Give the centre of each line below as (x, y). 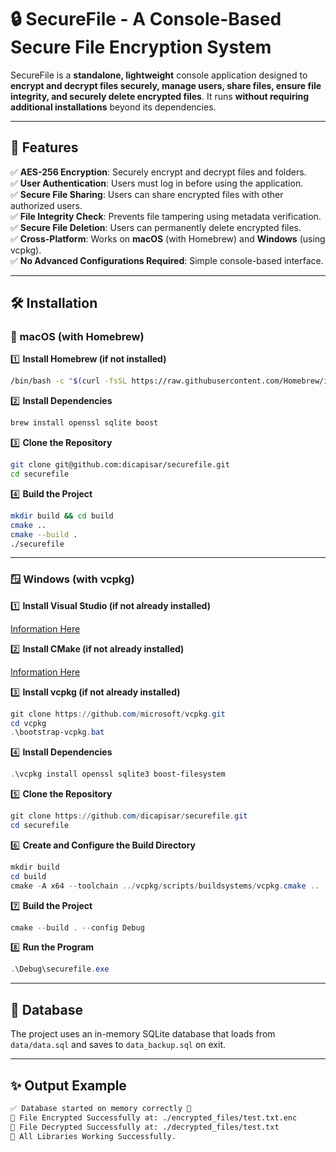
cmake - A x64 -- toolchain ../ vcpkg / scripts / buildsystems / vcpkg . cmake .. (165, 886)
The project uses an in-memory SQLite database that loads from (143, 1034)
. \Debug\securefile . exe (60, 969)
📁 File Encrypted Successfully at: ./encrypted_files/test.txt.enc (154, 1117)
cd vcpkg (28, 723)
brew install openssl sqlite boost (84, 423)
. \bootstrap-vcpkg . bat (57, 732)
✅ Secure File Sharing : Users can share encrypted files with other (147, 194)
